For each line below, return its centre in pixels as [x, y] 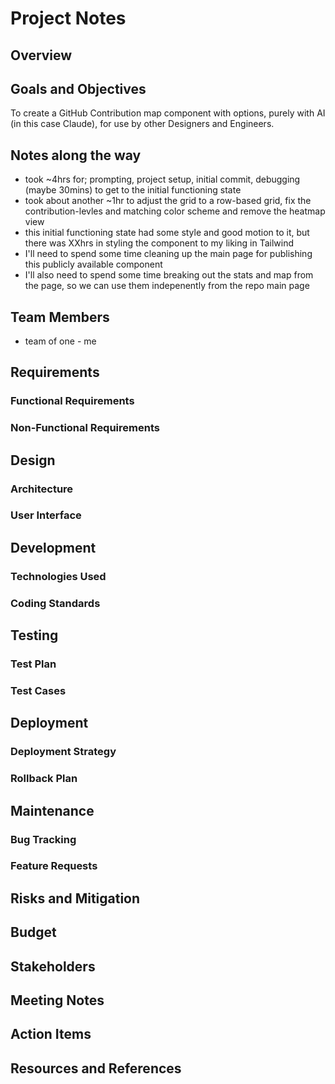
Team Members [60, 317]
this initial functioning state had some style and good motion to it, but [167, 233]
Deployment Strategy [63, 752]
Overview [41, 55]
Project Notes [68, 18]
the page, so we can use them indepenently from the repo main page [167, 286]
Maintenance [52, 810]
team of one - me [60, 341]
